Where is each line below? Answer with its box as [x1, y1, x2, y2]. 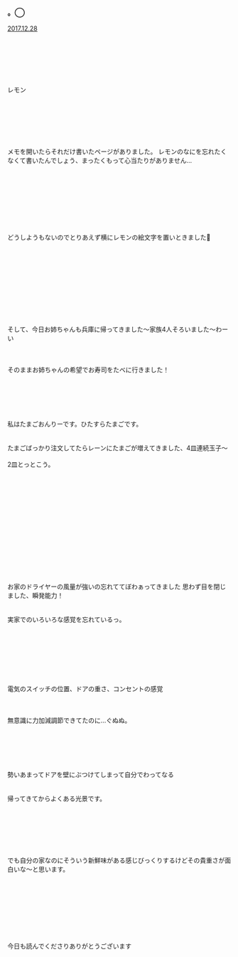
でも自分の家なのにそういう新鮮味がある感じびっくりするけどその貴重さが [7, 856, 225, 865]
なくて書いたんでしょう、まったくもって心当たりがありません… [7, 156, 193, 165]
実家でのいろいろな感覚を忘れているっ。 [7, 615, 126, 624]
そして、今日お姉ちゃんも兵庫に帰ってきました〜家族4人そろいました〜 [7, 325, 216, 333]
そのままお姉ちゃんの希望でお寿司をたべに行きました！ [7, 365, 169, 374]
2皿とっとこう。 [7, 460, 55, 469]
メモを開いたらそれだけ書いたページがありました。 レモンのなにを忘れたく [7, 147, 227, 156]
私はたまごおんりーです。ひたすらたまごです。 [7, 419, 143, 429]
